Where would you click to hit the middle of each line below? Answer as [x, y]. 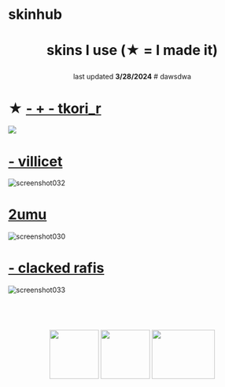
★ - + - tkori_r [55, 108]
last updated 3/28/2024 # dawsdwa [132, 77]
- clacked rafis [56, 268]
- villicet [35, 161]
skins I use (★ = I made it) [132, 51]
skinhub [35, 15]
